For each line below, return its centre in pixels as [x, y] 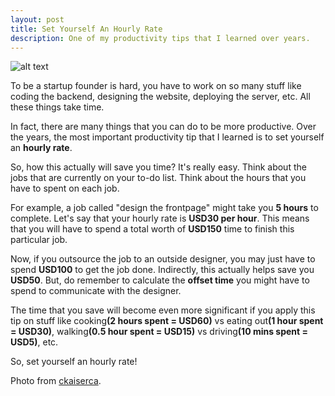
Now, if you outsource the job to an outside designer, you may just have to [163, 259]
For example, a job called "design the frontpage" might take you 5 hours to [164, 208]
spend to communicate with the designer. [96, 291]
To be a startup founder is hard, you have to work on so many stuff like [156, 86]
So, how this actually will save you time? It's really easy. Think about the [158, 167]
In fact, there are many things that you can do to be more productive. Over [163, 127]
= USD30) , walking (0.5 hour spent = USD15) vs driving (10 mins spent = [159, 332]
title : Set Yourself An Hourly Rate [86, 29]
